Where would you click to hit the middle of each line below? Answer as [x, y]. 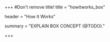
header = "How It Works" [30, 16]
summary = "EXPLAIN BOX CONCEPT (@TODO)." [55, 26]
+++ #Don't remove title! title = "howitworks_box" [55, 7]
